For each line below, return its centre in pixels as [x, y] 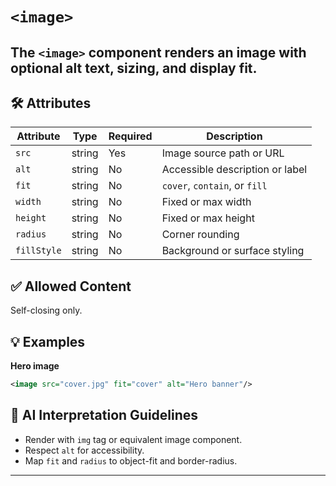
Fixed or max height [208, 218]
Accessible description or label [234, 170]
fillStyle [38, 251]
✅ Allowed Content [71, 286]
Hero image [35, 366]
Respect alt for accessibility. [84, 450]
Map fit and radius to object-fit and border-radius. [131, 460]
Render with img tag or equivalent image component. [133, 439]
